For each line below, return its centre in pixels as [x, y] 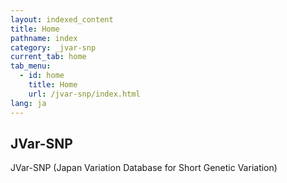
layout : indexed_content [62, 19]
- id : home [42, 76]
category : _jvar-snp [53, 47]
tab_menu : [31, 66]
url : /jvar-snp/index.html [84, 94]
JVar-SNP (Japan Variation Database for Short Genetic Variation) [144, 168]
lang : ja [28, 103]
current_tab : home [48, 57]
